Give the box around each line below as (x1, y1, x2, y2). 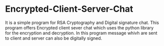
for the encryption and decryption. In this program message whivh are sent (5, 30, 158, 36)
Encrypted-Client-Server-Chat (5, 3, 133, 15)
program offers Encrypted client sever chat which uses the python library (5, 24, 154, 30)
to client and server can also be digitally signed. (5, 35, 102, 41)
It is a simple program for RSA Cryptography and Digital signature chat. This (5, 20, 159, 25)
